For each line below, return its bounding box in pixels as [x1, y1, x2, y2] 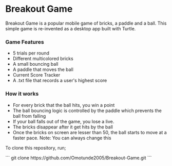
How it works [5, 90, 39, 98]
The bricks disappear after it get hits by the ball [12, 124, 113, 130]
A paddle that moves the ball [12, 66, 73, 72]
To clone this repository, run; [5, 144, 66, 151]
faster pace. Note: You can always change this [12, 135, 111, 141]
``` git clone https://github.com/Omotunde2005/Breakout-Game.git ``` [5, 155, 152, 161]
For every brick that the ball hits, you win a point [12, 102, 115, 108]
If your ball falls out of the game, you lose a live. [12, 118, 114, 124]
